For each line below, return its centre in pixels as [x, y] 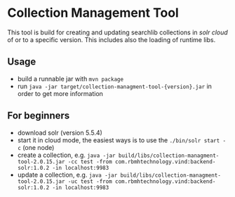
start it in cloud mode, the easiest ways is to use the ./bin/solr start [119, 140]
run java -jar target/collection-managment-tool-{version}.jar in [115, 86]
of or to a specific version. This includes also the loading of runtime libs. [112, 39]
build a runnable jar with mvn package [70, 79]
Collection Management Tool [93, 13]
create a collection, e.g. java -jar [66, 155]
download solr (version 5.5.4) [60, 133]
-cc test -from [90, 162]
